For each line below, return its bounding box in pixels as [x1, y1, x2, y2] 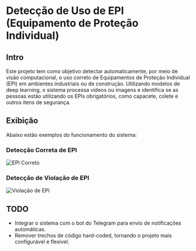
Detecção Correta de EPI [6, 146, 77, 154]
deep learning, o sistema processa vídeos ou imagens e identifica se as [6, 87, 178, 93]
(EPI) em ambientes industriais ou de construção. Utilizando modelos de [6, 80, 180, 87]
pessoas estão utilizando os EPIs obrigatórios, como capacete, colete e [6, 92, 178, 99]
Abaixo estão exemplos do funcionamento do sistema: [6, 131, 137, 138]
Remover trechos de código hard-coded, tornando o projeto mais [14, 232, 172, 239]
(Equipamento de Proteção [6, 16, 139, 30]
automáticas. [14, 226, 46, 233]
